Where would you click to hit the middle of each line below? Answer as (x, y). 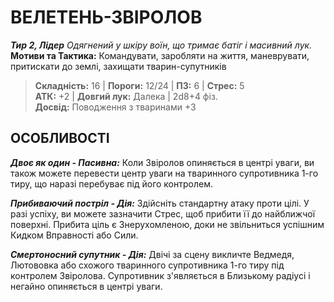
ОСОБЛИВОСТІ (60, 138)
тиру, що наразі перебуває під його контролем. (111, 183)
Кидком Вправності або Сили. (74, 235)
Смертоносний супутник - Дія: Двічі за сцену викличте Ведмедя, (152, 254)
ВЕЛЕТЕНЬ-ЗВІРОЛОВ (106, 17)
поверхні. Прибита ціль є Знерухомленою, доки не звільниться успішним (167, 224)
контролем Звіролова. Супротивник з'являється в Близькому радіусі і (160, 275)
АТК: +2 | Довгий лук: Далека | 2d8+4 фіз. (126, 96)
